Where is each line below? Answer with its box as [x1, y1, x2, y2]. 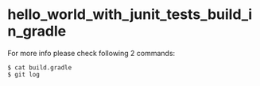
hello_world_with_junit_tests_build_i [7, 6, 253, 24]
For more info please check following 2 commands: [7, 48, 176, 58]
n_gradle [7, 22, 67, 40]
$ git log [7, 70, 41, 78]
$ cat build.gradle [7, 63, 72, 72]
